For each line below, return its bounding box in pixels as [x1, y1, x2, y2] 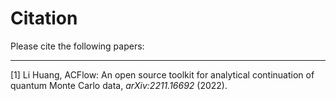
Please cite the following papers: [10, 40, 145, 52]
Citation [10, 7, 78, 30]
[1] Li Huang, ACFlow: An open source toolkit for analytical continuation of [10, 68, 315, 81]
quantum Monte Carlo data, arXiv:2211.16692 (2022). [10, 79, 228, 91]
